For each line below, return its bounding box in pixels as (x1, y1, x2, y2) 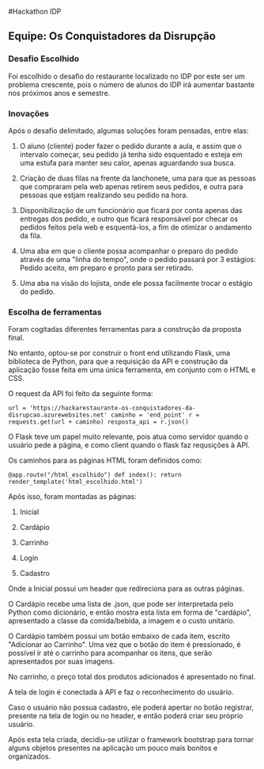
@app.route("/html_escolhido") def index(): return (8, 471, 182, 479)
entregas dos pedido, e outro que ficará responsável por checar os (19, 214, 239, 223)
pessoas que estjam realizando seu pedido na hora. (19, 190, 188, 200)
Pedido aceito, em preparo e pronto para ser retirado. (19, 263, 194, 272)
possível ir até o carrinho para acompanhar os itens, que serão (8, 649, 213, 658)
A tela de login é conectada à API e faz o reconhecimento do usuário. (8, 687, 234, 697)
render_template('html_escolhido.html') (8, 478, 144, 486)
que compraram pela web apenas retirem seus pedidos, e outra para (19, 181, 243, 191)
